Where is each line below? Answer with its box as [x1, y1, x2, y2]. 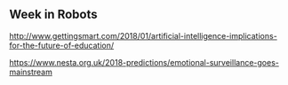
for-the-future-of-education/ [9, 40, 115, 50]
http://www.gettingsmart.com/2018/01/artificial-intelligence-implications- [9, 30, 277, 41]
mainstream [9, 66, 53, 77]
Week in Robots [9, 7, 98, 22]
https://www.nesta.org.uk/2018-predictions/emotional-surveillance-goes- [9, 57, 280, 67]
